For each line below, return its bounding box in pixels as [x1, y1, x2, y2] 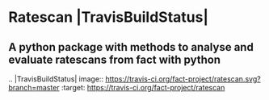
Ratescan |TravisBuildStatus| [8, 8, 208, 27]
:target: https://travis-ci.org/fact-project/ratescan [61, 83, 225, 92]
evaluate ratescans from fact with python [8, 52, 221, 66]
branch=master [8, 83, 60, 92]
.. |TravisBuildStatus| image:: [8, 74, 103, 84]
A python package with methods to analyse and [8, 40, 254, 54]
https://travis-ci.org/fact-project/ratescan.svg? [104, 74, 261, 84]
